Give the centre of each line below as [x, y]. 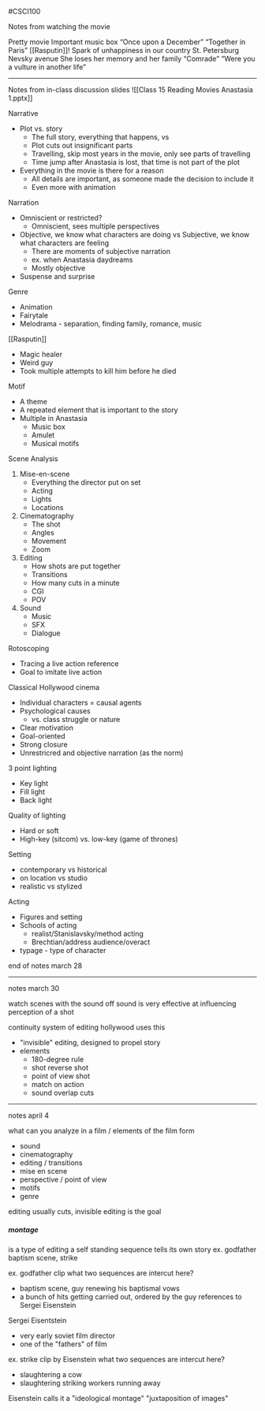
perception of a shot [41, 1012]
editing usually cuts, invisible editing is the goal [85, 1212]
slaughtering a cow [51, 1374]
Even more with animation [73, 187]
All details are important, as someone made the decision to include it [142, 179]
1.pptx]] [21, 98]
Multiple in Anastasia [54, 418]
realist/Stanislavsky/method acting [88, 934]
